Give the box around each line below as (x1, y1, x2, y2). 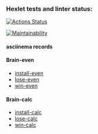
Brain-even (6, 57, 34, 64)
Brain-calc (6, 96, 32, 103)
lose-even (14, 76, 40, 83)
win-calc (14, 122, 37, 129)
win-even (14, 82, 38, 90)
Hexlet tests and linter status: (6, 5, 93, 13)
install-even (14, 70, 44, 77)
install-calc (14, 109, 42, 116)
